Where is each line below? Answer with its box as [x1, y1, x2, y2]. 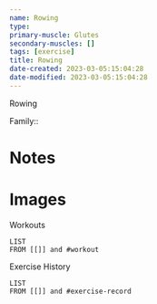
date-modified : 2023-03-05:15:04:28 [9, 73, 148, 82]
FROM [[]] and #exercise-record [9, 287, 132, 296]
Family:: [9, 115, 39, 126]
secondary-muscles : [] [9, 38, 95, 48]
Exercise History [9, 261, 71, 272]
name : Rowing [9, 13, 59, 23]
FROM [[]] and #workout [9, 245, 100, 254]
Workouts [9, 219, 45, 230]
